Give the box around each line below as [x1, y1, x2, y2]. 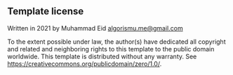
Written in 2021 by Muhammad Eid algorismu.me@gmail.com [7, 24, 184, 32]
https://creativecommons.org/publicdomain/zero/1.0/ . [7, 59, 162, 68]
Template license [7, 6, 84, 17]
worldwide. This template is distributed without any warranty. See [7, 52, 197, 60]
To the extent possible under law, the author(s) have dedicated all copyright [7, 37, 226, 46]
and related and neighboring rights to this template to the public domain [7, 44, 215, 53]
